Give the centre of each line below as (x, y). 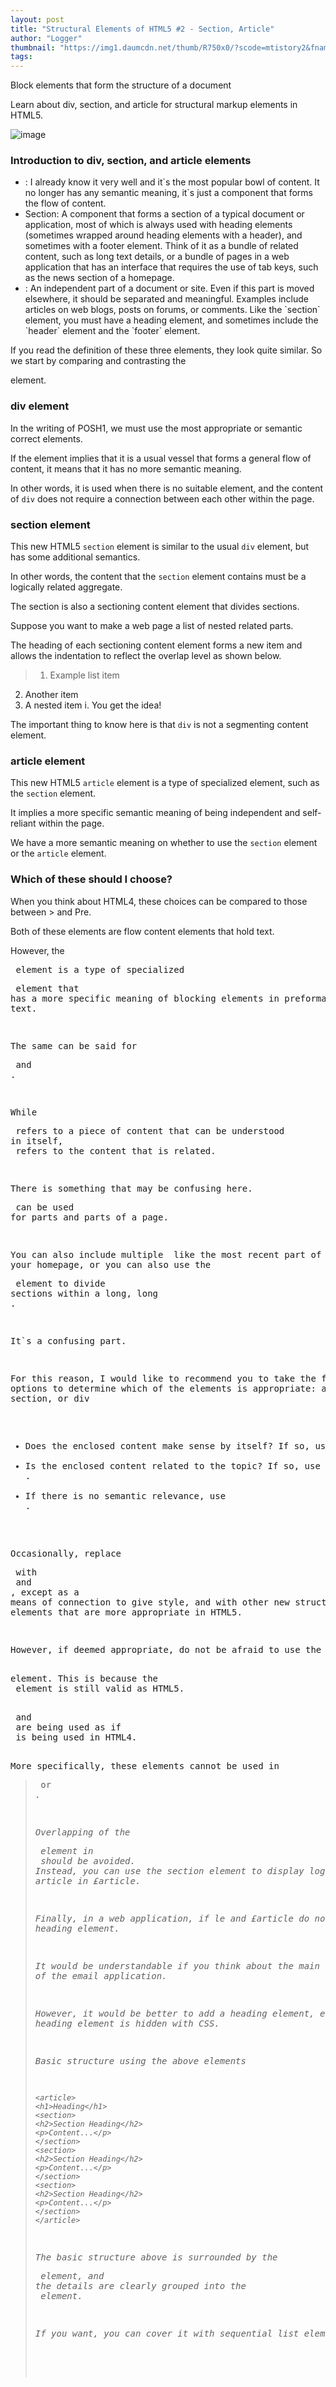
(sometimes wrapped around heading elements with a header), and (163, 235)
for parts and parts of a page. (89, 1217)
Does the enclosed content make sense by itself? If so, (167, 1445)
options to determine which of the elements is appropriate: (163, 1388)
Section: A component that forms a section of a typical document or (164, 214)
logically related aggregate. (66, 587)
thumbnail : (33, 47)
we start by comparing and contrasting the (98, 361)
